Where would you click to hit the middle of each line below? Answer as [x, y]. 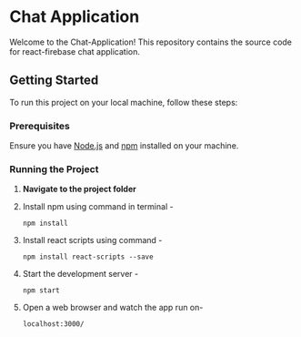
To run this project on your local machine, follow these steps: [124, 102]
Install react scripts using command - [92, 240]
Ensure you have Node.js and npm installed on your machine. [124, 146]
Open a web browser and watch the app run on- [113, 308]
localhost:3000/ [53, 324]
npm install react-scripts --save [88, 257]
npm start [41, 291]
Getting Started [54, 81]
